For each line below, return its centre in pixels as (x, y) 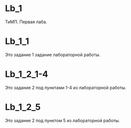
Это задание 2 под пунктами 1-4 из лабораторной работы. (66, 87)
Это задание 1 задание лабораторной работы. (53, 55)
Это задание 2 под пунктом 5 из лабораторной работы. (63, 120)
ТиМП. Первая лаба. (26, 22)
